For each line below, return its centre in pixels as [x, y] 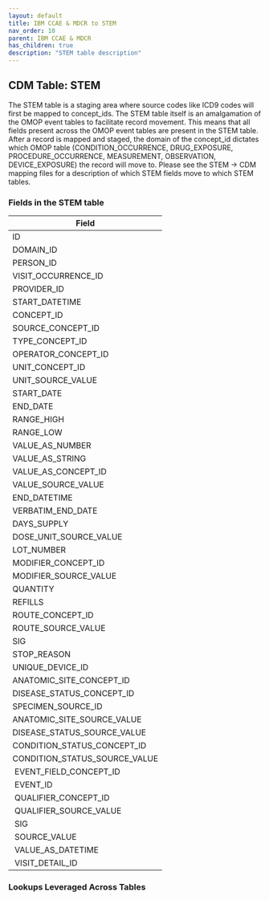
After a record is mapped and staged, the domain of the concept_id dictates [134, 139]
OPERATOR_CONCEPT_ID [61, 354]
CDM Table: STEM [55, 86]
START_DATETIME [47, 302]
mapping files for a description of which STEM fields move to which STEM [131, 173]
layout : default [35, 16]
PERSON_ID [35, 263]
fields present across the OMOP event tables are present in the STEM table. [133, 130]
